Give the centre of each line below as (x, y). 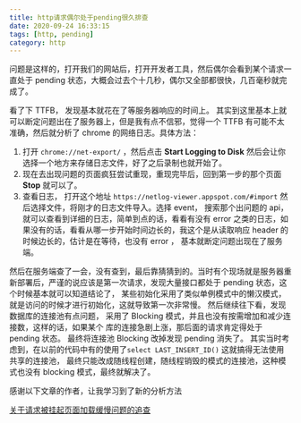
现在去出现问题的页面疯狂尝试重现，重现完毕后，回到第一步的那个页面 (152, 174)
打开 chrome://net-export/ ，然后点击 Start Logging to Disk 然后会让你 (154, 152)
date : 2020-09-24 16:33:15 (60, 26)
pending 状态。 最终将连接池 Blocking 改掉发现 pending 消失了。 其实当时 (146, 338)
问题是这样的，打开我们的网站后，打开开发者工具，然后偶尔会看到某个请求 (146, 69)
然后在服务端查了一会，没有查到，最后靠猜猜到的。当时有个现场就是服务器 (146, 271)
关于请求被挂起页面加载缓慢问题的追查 (80, 410)
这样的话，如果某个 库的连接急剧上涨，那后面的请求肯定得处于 (147, 327)
